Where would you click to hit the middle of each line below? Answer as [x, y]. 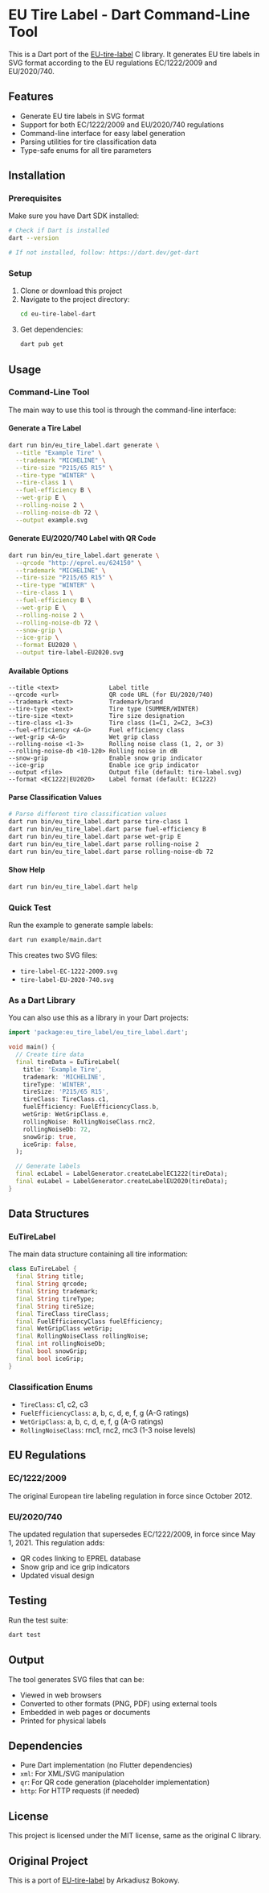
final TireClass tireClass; [63, 1314]
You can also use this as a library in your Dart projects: [98, 1018]
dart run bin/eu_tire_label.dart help [73, 887]
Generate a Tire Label [45, 428]
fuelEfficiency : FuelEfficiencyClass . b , [91, 1107]
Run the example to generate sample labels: [81, 925]
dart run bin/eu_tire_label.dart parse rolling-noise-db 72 [111, 852]
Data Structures [49, 1214]
